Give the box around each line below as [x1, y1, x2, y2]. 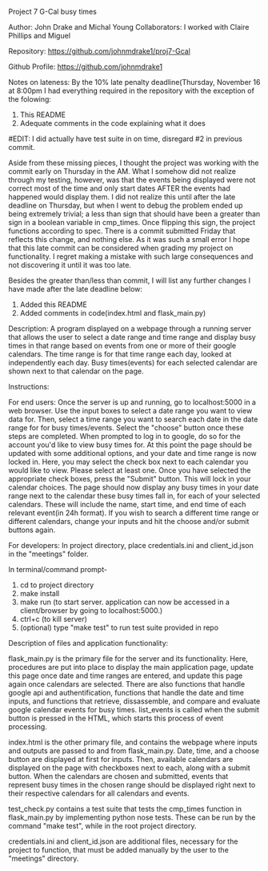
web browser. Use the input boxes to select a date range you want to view [8, 406, 253, 415]
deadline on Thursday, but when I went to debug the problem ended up [8, 200, 243, 210]
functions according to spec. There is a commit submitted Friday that [8, 226, 236, 236]
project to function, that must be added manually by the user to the [8, 845, 230, 854]
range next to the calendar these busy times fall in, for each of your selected [8, 491, 261, 500]
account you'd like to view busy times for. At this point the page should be [8, 440, 252, 450]
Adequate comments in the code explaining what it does [19, 119, 206, 127]
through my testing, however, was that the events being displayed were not [8, 175, 256, 184]
